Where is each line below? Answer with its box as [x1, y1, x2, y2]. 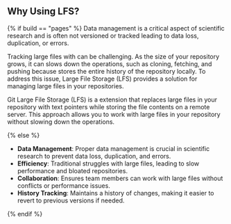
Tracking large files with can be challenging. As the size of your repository [7, 52, 220, 61]
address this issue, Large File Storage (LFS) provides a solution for [7, 74, 198, 83]
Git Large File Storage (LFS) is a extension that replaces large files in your [7, 95, 217, 104]
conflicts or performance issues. [17, 181, 111, 190]
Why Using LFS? [7, 6, 80, 17]
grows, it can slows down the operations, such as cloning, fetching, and [7, 59, 212, 68]
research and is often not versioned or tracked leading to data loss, [7, 31, 199, 40]
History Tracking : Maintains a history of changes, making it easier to [17, 189, 214, 197]
